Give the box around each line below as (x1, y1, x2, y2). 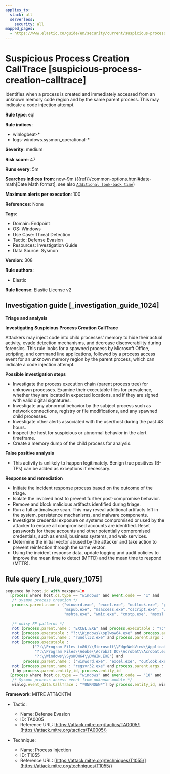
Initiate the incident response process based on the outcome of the (12, 485, 153, 491)
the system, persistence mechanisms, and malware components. (12, 512, 148, 518)
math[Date (5, 181, 27, 187)
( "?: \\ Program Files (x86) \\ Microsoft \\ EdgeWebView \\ (32, 644, 148, 650)
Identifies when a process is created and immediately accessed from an (5, 91, 155, 97)
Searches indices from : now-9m (5, 176, 74, 182)
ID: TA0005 (20, 716, 44, 722)
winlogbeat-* (12, 131, 40, 137)
